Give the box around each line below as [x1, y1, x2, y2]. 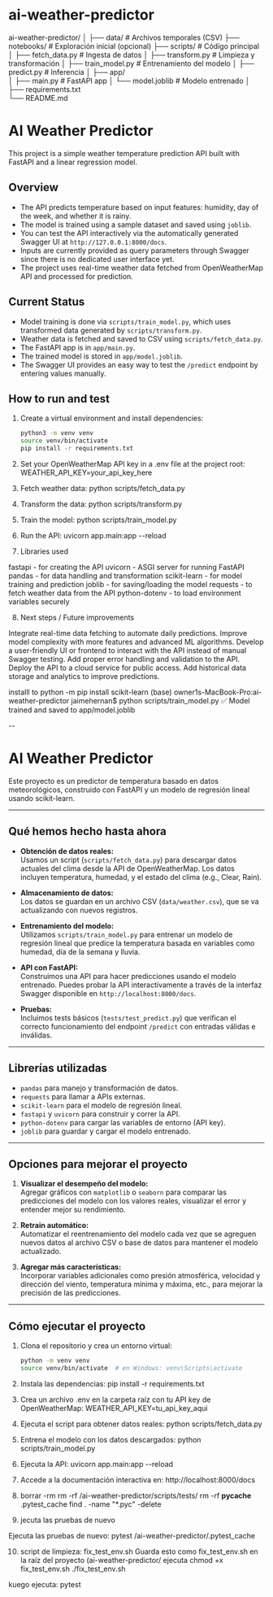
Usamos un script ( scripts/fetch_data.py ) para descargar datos [19, 855, 237, 864]
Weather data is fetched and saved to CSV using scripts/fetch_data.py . [19, 333, 263, 343]
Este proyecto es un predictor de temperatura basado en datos [8, 776, 219, 785]
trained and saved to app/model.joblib [8, 705, 136, 715]
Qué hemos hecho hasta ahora [8, 825, 167, 838]
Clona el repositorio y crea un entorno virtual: [19, 1341, 172, 1351]
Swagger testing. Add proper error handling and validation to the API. [8, 654, 240, 664]
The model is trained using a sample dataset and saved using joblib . [19, 220, 252, 229]
